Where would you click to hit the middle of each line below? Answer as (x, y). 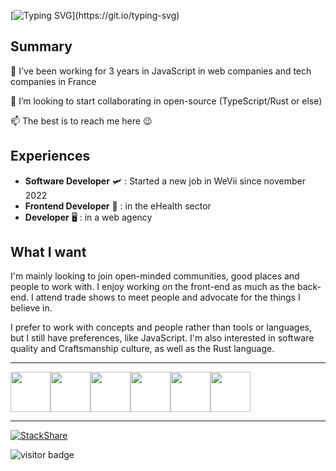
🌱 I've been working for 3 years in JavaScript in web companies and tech (161, 71)
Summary (41, 46)
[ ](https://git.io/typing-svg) (95, 15)
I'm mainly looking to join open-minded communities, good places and (155, 276)
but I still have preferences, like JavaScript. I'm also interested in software (162, 338)
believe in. (31, 308)
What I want (48, 252)
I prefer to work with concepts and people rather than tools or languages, (161, 327)
